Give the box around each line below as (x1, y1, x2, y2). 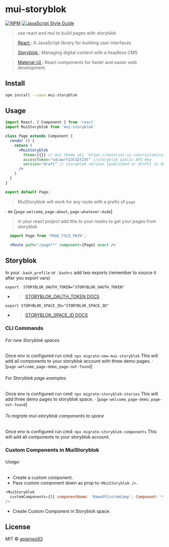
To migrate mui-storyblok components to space (5, 413, 105, 419)
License (5, 522, 31, 531)
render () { (10, 139, 35, 144)
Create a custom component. (12, 474, 73, 481)
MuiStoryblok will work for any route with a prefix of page (17, 198, 136, 204)
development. (17, 64, 46, 71)
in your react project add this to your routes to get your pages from (17, 218, 157, 224)
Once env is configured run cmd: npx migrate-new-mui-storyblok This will (5, 353, 158, 359)
